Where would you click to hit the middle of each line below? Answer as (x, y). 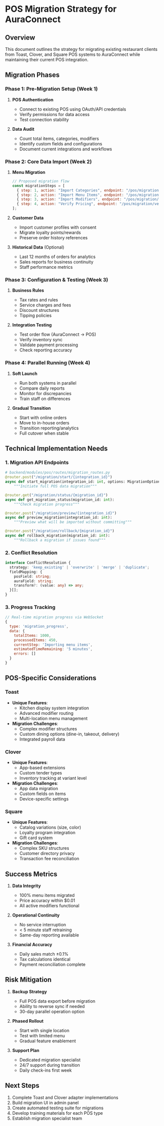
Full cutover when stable (44, 433)
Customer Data (28, 218)
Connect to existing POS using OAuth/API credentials (73, 109)
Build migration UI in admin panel (45, 1103)
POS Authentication (33, 99)
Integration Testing (32, 325)
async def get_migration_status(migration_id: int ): (60, 500)
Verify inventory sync (41, 340)
